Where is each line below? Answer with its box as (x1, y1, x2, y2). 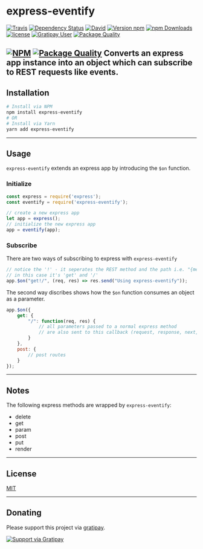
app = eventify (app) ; (6, 227, 61, 233)
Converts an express (103, 48, 184, 59)
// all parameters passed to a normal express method (38, 323, 177, 330)
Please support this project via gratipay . (6, 524, 106, 531)
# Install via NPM (6, 104, 53, 110)
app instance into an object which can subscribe (6, 57, 193, 68)
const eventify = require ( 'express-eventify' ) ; (6, 199, 129, 205)
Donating (6, 508, 42, 518)
